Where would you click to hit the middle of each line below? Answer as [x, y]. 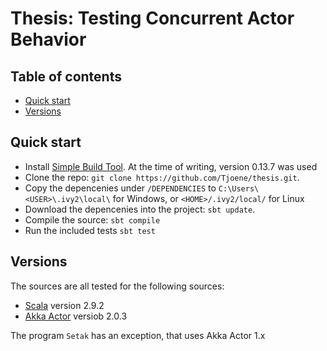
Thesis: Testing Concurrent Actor [152, 18]
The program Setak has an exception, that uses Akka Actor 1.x [138, 335]
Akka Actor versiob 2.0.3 [76, 316]
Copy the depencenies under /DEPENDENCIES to [120, 188]
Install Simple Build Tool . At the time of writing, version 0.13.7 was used [171, 166]
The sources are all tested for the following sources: [117, 286]
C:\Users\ [239, 188]
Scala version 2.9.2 [64, 305]
